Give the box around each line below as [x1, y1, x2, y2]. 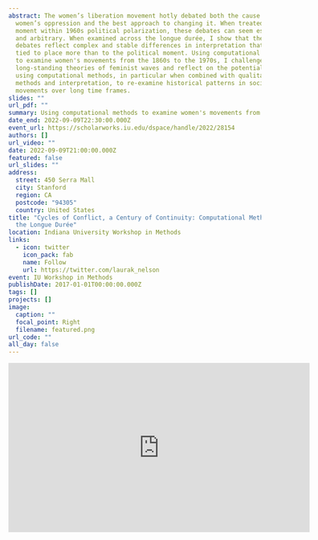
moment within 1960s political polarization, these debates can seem [15, 27, 253, 35]
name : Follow [22, 258, 67, 266]
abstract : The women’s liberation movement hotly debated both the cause [8, 11, 261, 20]
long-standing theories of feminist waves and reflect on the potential [15, 64, 264, 72]
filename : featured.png [15, 325, 95, 333]
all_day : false [8, 341, 59, 349]
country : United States [15, 206, 95, 214]
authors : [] [8, 131, 48, 139]
